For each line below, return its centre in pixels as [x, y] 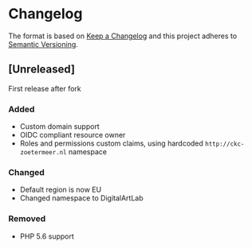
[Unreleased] [42, 70]
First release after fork [45, 88]
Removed [27, 219]
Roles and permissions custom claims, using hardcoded [111, 143]
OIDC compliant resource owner [73, 135]
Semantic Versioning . [43, 44]
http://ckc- [224, 144]
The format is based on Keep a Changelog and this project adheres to [123, 36]
